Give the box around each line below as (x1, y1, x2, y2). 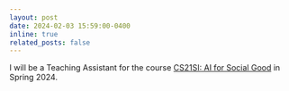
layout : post (9, 12, 59, 22)
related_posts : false (9, 37, 91, 47)
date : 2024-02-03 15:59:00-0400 (9, 21, 131, 30)
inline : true (9, 29, 59, 38)
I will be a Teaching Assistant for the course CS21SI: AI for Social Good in (9, 62, 281, 73)
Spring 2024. (9, 72, 59, 83)
